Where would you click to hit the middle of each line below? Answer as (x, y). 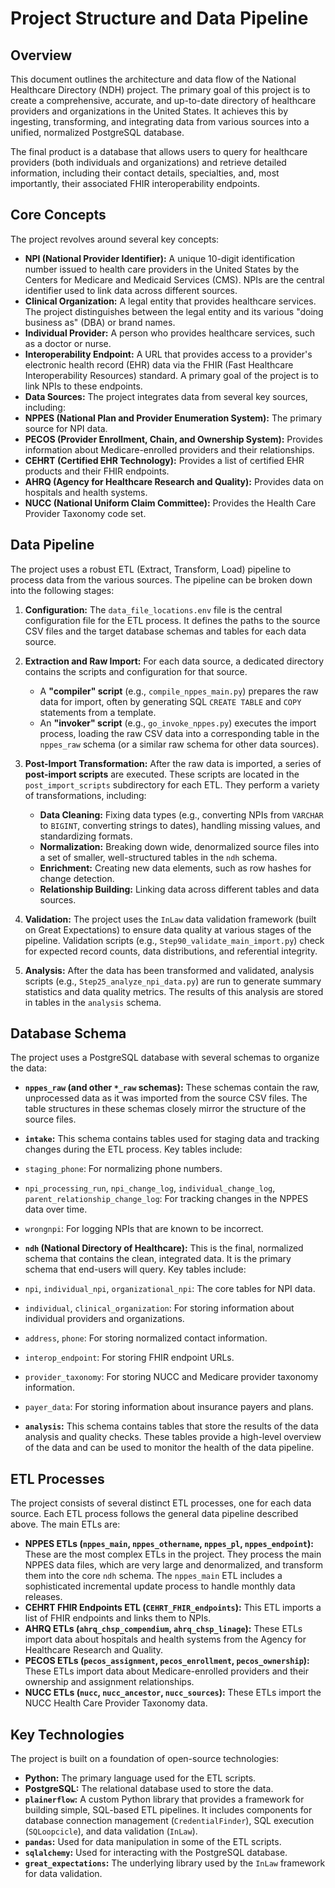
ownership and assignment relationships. (109, 1682)
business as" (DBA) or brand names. (100, 322)
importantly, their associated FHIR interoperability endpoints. (135, 183)
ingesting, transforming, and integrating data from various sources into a (160, 121)
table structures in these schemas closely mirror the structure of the (165, 1109)
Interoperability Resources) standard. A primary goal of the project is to (171, 375)
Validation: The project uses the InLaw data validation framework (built (170, 919)
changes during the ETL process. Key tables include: (133, 1149)
